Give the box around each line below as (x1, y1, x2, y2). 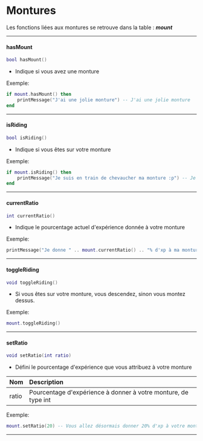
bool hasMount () (6, 57, 47, 63)
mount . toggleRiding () (6, 320, 61, 326)
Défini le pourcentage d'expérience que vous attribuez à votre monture (14, 363, 192, 371)
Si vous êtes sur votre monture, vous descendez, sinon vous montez (14, 291, 186, 298)
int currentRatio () (6, 213, 56, 219)
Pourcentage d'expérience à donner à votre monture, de (29, 388, 188, 397)
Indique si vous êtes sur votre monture (14, 146, 111, 153)
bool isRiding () (6, 135, 47, 141)
